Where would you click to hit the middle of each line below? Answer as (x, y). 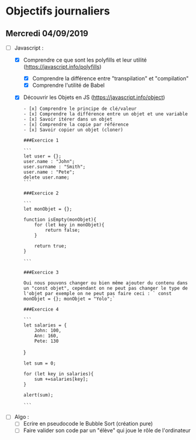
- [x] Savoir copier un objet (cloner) (73, 130)
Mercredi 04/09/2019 (47, 33)
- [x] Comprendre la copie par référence (76, 125)
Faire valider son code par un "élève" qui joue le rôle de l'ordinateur (107, 430)
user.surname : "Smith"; (54, 167)
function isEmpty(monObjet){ (60, 220)
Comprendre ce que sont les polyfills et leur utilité (85, 60)
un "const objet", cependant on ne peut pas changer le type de (106, 289)
